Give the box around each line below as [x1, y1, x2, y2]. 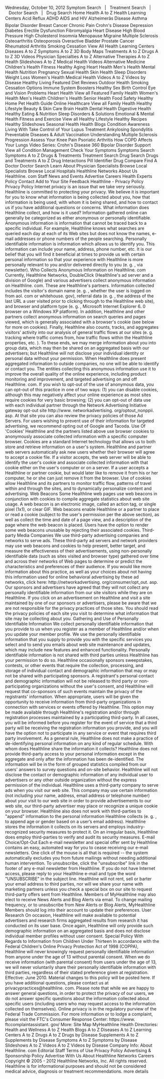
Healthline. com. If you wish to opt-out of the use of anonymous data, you [5, 382, 154, 387]
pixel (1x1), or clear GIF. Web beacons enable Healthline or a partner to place [5, 506, 160, 512]
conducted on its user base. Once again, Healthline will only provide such [5, 923, 153, 928]
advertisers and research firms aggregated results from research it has [5, 917, 148, 923]
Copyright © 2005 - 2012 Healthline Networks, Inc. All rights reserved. [5, 1058, 148, 1064]
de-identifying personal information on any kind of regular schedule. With [5, 741, 153, 746]
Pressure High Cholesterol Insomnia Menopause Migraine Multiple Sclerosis [5, 33, 158, 39]
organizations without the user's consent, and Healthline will [31, 683, 153, 689]
